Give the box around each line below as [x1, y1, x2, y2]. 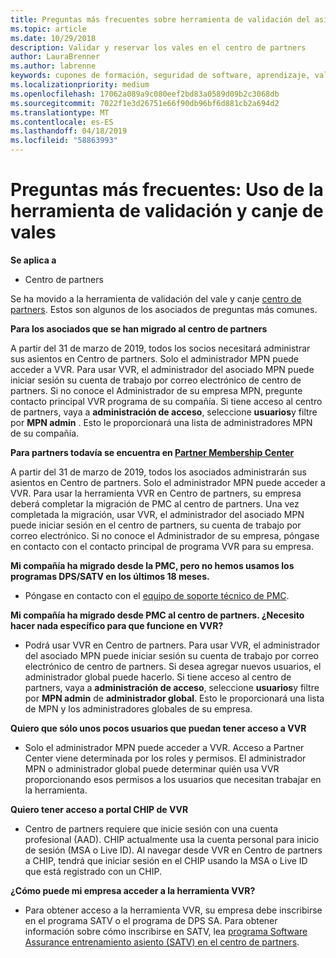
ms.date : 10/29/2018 [10, 33, 97, 43]
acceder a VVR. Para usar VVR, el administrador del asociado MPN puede [10, 363, 315, 375]
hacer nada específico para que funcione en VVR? [10, 619, 224, 631]
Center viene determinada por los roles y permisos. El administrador [24, 752, 307, 764]
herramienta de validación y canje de [10, 200, 324, 223]
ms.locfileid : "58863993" [10, 136, 118, 146]
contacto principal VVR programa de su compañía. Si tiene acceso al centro [10, 395, 323, 407]
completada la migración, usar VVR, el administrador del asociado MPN [10, 508, 305, 520]
